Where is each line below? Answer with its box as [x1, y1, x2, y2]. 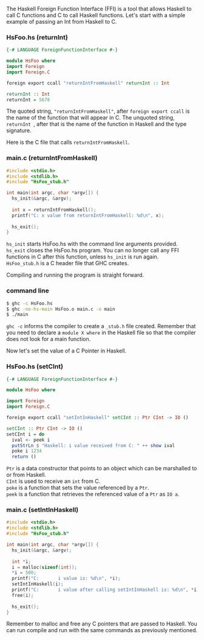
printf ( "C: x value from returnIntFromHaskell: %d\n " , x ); [12, 212, 165, 218]
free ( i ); [12, 592, 34, 598]
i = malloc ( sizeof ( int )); [12, 564, 78, 570]
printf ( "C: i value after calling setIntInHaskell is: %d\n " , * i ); [12, 587, 202, 593]
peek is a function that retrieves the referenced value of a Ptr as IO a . [6, 491, 180, 498]
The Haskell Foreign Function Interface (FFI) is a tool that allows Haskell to [6, 5, 192, 12]
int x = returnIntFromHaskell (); [12, 206, 97, 213]
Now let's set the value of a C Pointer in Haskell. [6, 347, 127, 354]
